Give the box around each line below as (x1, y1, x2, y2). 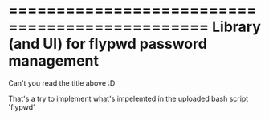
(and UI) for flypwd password (8, 35, 207, 53)
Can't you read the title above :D (8, 78, 116, 88)
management (8, 52, 99, 70)
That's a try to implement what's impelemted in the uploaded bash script (8, 94, 249, 103)
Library (211, 18, 261, 36)
